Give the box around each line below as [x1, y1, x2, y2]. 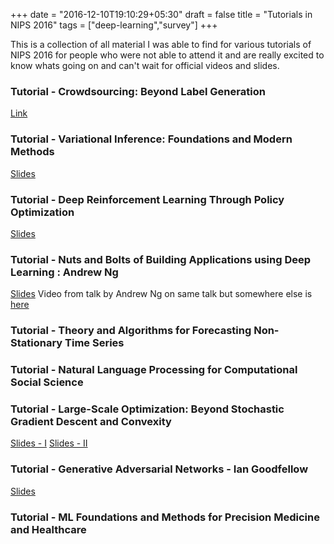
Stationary [10, 336, 63, 350]
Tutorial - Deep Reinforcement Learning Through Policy [10, 192, 285, 206]
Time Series [64, 336, 125, 350]
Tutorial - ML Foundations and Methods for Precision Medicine [10, 510, 320, 524]
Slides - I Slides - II [10, 437, 88, 449]
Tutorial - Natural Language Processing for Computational [10, 363, 298, 377]
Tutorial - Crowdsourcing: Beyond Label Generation [10, 84, 266, 98]
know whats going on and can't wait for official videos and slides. [10, 60, 280, 71]
